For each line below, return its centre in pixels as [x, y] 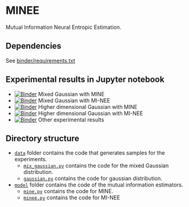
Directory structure [42, 138]
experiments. [31, 159]
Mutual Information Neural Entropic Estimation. [64, 27]
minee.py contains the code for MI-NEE [72, 198]
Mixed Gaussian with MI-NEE [74, 100]
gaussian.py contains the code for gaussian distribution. [93, 179]
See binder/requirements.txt [41, 60]
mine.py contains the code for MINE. [68, 191]
